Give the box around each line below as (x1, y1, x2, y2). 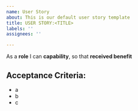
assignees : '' (6, 31, 42, 37)
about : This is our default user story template (6, 14, 130, 20)
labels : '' (6, 25, 34, 32)
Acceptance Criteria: (6, 70, 86, 80)
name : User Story (6, 8, 50, 15)
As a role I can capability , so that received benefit (6, 53, 132, 60)
